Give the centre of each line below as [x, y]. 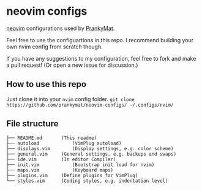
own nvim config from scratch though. [54, 47]
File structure [32, 124]
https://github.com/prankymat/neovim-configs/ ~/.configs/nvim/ [90, 105]
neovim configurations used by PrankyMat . [61, 28]
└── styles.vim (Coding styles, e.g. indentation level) [87, 181]
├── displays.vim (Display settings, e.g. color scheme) [90, 148]
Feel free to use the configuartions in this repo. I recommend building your [100, 40]
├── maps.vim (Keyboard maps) [60, 170]
